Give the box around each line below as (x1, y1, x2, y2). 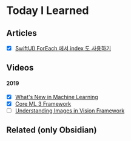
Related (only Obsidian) (6, 125, 97, 136)
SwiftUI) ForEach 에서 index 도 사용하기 (15, 45, 111, 52)
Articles (6, 28, 38, 38)
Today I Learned (6, 4, 89, 18)
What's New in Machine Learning (15, 93, 98, 100)
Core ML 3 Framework (15, 100, 72, 107)
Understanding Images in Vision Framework (15, 107, 125, 114)
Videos (6, 63, 34, 73)
